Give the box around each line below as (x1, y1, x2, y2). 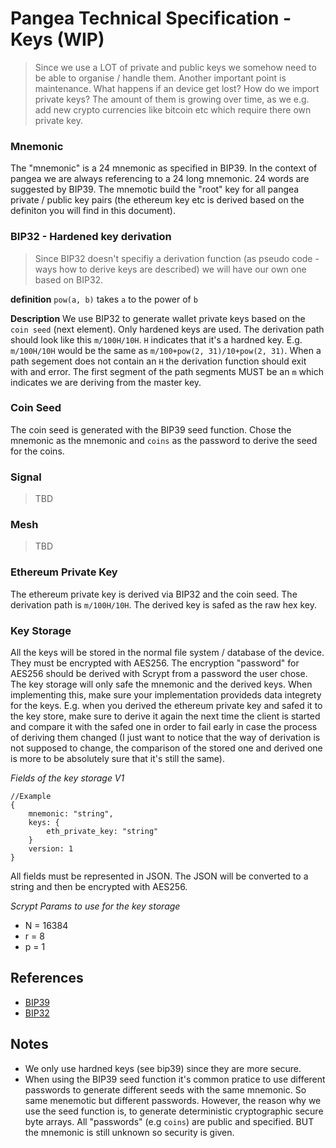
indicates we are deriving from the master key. (10, 376, 202, 388)
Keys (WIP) (10, 28, 105, 51)
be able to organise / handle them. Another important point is (34, 72, 287, 84)
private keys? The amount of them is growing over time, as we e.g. (34, 93, 310, 105)
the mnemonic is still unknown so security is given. (24, 1126, 235, 1138)
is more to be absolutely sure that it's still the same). (10, 753, 225, 765)
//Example (10, 792, 52, 802)
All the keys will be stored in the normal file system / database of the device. (10, 647, 325, 659)
